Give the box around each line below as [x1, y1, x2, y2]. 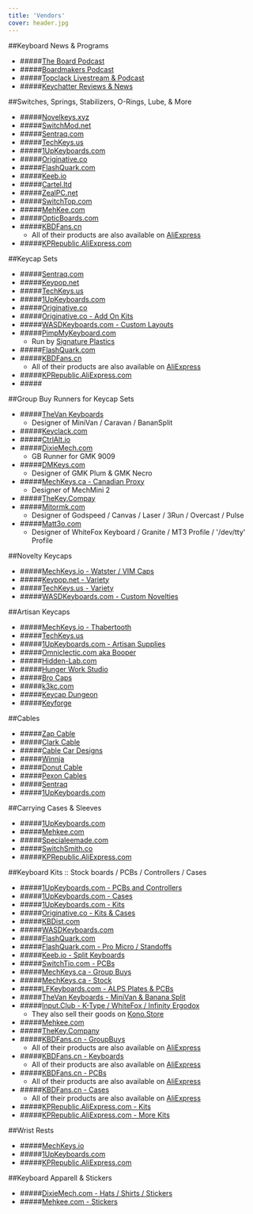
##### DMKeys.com [19, 460, 85, 469]
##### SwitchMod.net [19, 120, 92, 130]
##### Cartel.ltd [19, 179, 73, 189]
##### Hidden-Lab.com [19, 655, 97, 666]
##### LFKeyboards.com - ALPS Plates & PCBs [19, 983, 174, 993]
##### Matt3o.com [19, 518, 81, 528]
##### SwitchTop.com [19, 196, 93, 206]
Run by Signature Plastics [31, 336, 115, 345]
